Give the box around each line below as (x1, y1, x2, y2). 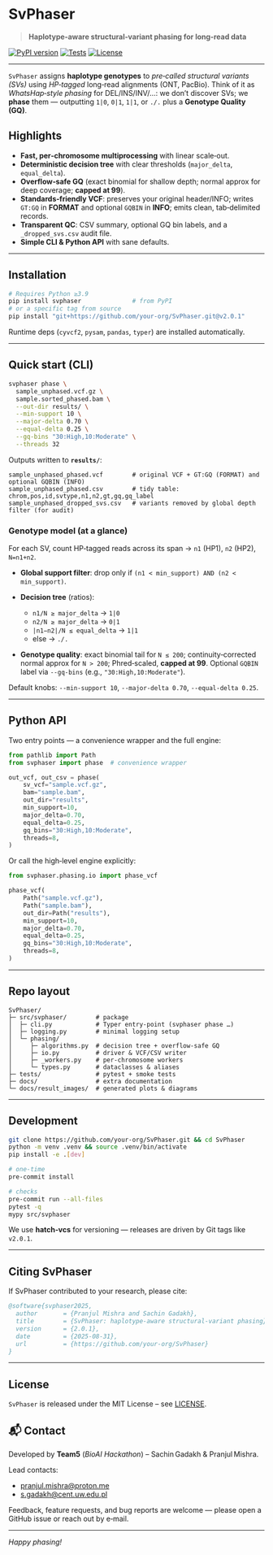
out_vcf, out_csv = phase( (8, 773, 100, 781)
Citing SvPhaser (8, 1265, 93, 1279)
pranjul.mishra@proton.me (19, 1481, 110, 1491)
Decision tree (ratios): (19, 593, 95, 602)
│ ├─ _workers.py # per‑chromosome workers (8, 1056, 184, 1064)
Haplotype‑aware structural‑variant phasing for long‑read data (28, 32, 247, 41)
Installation (8, 268, 67, 282)
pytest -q (8, 1202, 42, 1211)
